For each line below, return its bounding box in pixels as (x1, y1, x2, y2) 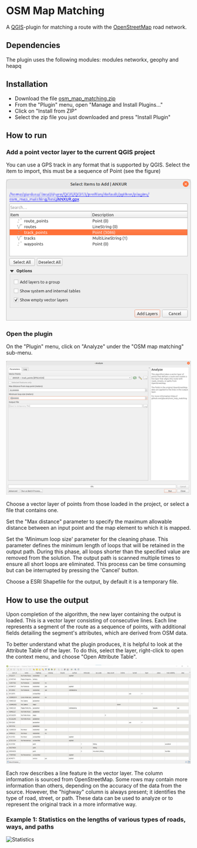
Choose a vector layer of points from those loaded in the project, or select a (6, 500, 189, 508)
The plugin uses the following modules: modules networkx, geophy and (6, 56, 179, 63)
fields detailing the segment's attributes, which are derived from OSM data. (6, 629, 188, 636)
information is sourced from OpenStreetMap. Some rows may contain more (6, 776, 188, 783)
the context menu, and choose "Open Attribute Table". (6, 653, 137, 660)
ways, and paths (6, 823, 55, 831)
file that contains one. (6, 507, 59, 514)
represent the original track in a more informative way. (6, 801, 137, 808)
